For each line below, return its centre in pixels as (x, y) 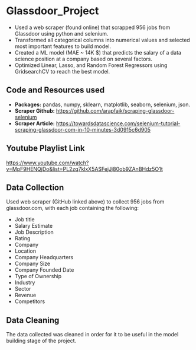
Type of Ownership (38, 276)
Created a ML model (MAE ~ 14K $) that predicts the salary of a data (98, 52)
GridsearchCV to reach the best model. (62, 71)
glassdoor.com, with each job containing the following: (73, 208)
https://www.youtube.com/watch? (48, 163)
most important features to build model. (63, 46)
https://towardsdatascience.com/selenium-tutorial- (118, 123)
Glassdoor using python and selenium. (61, 33)
